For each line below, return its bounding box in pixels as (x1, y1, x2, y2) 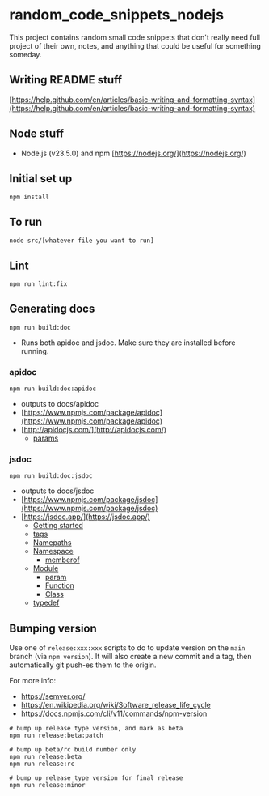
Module (32, 564, 59, 573)
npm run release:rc (9, 760, 75, 768)
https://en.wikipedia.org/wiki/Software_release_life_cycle (20, 700, 211, 710)
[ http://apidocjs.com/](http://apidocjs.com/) (20, 425, 167, 435)
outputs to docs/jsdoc (20, 486, 95, 496)
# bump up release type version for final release (9, 774, 183, 782)
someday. (9, 49, 42, 59)
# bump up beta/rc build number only (9, 746, 137, 754)
